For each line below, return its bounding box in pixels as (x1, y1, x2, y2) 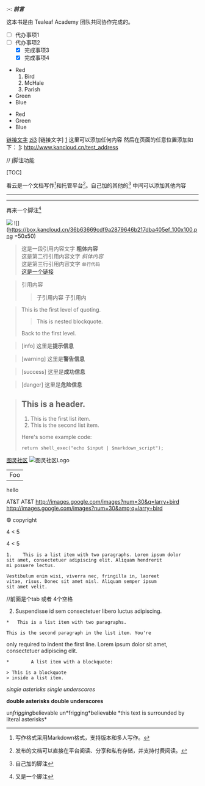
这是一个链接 (21, 268, 54, 275)
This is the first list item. (30, 415, 91, 423)
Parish (24, 86, 41, 93)
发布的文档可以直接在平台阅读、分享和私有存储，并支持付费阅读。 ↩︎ (15, 747, 187, 754)
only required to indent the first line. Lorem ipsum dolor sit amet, (6, 641, 168, 648)
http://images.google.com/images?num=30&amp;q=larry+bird (6, 505, 163, 512)
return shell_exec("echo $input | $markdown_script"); (21, 445, 164, 451)
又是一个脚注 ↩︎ (15, 773, 54, 781)
